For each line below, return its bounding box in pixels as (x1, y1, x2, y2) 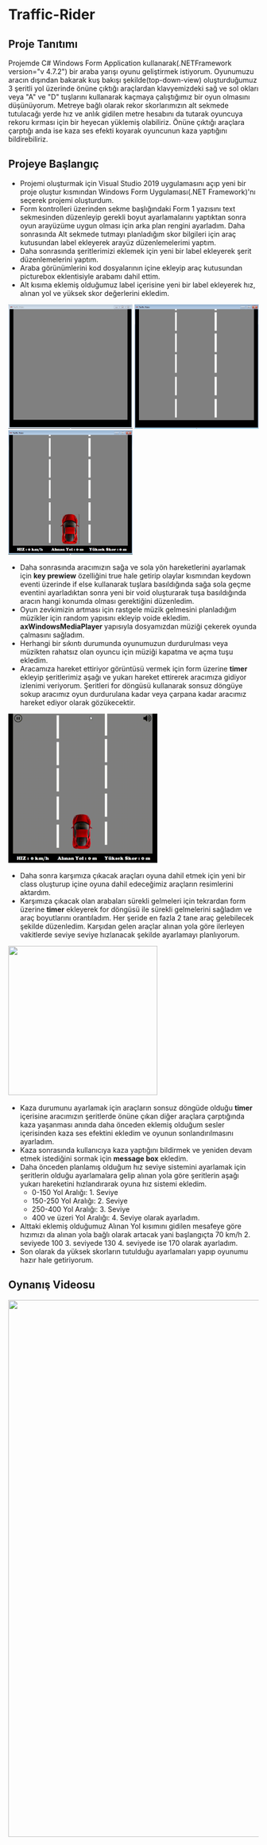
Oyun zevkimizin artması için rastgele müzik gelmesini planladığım (19, 605, 237, 614)
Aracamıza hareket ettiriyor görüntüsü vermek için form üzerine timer (19, 664, 248, 673)
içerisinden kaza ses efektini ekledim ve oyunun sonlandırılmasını (19, 1128, 234, 1138)
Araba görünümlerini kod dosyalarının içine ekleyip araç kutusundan (19, 263, 243, 272)
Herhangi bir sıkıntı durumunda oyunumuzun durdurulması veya (19, 638, 229, 648)
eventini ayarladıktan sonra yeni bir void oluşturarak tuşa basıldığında (19, 587, 246, 597)
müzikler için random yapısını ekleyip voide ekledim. (19, 613, 191, 622)
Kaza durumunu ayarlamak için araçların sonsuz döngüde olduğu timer (19, 1103, 253, 1112)
